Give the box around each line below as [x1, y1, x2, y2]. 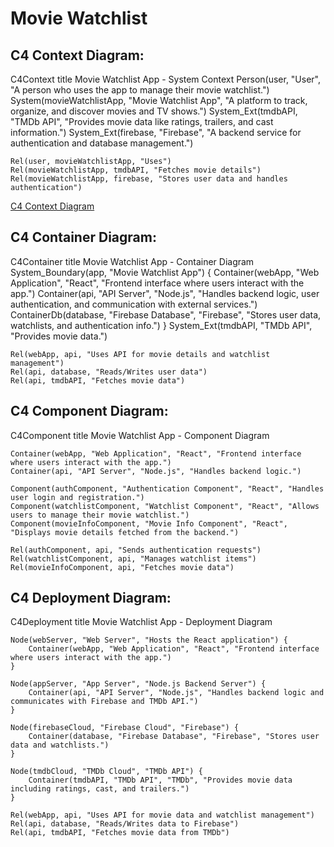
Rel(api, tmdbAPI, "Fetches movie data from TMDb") [10, 828, 230, 838]
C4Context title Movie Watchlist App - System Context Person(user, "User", [10, 73, 322, 85]
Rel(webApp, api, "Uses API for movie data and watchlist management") [10, 810, 315, 821]
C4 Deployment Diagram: [10, 590, 172, 607]
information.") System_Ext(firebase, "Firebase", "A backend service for [10, 127, 302, 138]
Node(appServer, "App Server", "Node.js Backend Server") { [10, 679, 267, 689]
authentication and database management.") [10, 137, 194, 149]
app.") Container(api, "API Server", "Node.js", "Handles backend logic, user [10, 287, 320, 299]
